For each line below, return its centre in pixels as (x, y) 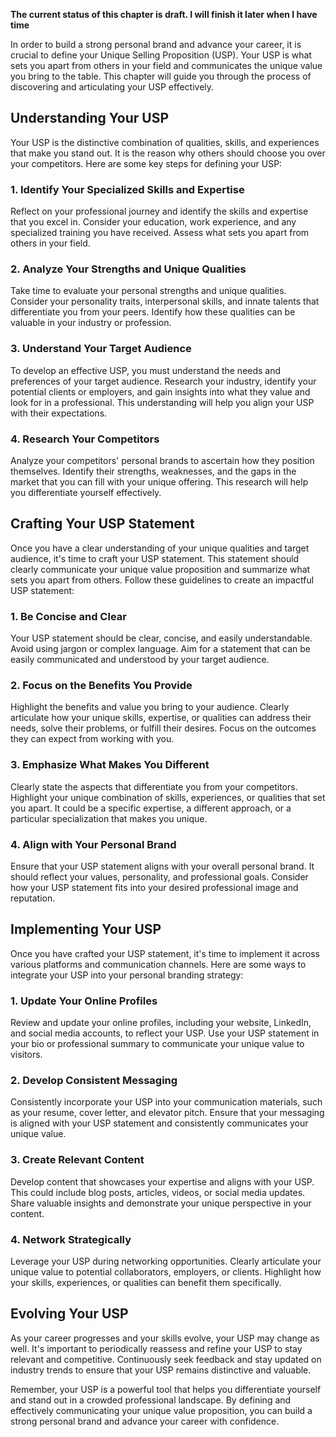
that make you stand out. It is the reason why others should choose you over (168, 153)
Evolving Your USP (69, 1314)
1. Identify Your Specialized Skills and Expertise (127, 189)
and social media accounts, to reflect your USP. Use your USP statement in (165, 1033)
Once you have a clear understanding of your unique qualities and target (160, 548)
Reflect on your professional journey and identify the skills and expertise (159, 211)
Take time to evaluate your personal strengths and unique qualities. (148, 291)
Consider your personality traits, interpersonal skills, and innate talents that (165, 301)
